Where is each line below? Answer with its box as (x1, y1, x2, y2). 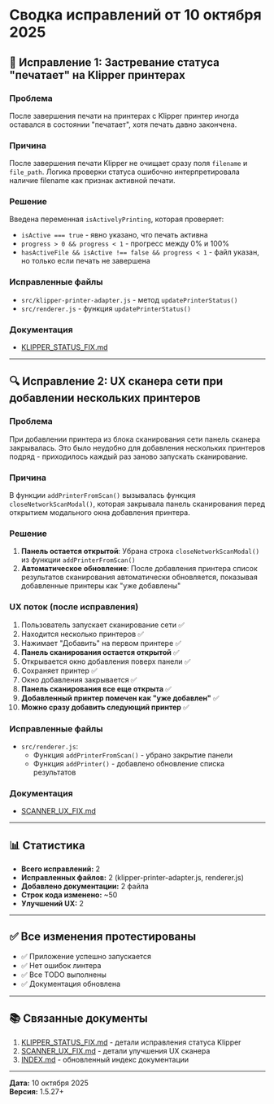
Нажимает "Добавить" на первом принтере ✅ (20, 638, 182, 648)
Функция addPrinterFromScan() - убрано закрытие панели (33, 750, 233, 760)
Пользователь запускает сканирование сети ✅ (20, 620, 185, 630)
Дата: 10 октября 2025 (9, 1078, 89, 1088)
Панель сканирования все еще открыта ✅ (20, 683, 172, 693)
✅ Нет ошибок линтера (20, 960, 102, 970)
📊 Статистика (9, 838, 85, 852)
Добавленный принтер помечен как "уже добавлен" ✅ (20, 693, 220, 703)
